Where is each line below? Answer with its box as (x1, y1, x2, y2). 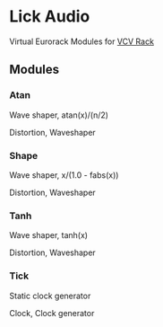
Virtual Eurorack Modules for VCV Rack (9, 36, 155, 47)
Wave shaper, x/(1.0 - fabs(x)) (9, 169, 119, 181)
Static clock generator (9, 290, 91, 301)
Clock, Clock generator (9, 307, 95, 318)
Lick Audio (9, 6, 90, 27)
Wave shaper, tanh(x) (9, 230, 88, 241)
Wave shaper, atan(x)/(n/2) (9, 110, 109, 120)
